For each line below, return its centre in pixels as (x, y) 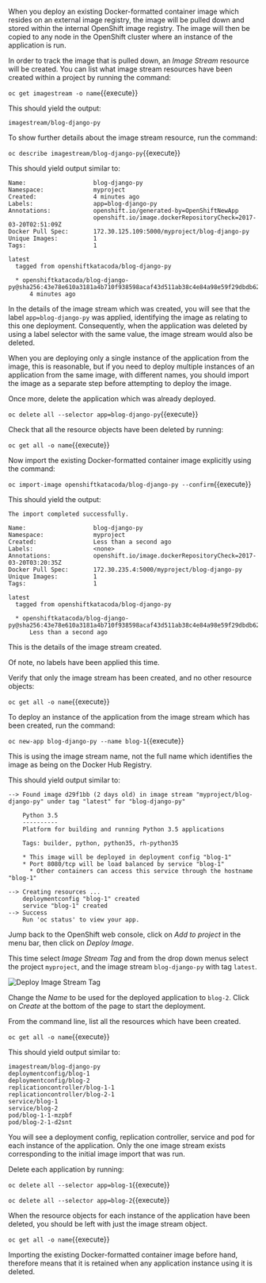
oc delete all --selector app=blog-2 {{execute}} (89, 1200)
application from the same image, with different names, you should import (129, 375)
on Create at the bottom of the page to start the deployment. (107, 1006)
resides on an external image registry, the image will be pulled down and (126, 20)
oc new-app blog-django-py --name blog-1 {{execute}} (96, 741)
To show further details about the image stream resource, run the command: (133, 137)
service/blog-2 (33, 1108)
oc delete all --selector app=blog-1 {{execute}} (89, 1184)
